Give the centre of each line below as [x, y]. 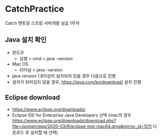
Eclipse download [32, 97]
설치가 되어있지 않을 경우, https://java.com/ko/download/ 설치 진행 [77, 82]
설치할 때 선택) [44, 132]
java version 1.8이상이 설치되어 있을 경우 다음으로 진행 [64, 76]
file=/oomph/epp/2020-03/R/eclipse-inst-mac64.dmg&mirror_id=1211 [82, 126]
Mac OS [20, 64]
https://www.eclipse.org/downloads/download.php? [64, 121]
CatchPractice [35, 9]
